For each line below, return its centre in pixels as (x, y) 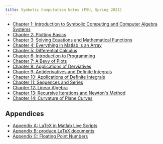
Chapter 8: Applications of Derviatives (52, 66)
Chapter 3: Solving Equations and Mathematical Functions (72, 40)
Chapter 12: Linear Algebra (40, 87)
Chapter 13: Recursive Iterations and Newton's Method (69, 93)
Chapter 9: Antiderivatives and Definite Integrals (62, 72)
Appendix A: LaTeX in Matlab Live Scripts (55, 126)
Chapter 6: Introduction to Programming (54, 56)
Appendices (25, 114)
